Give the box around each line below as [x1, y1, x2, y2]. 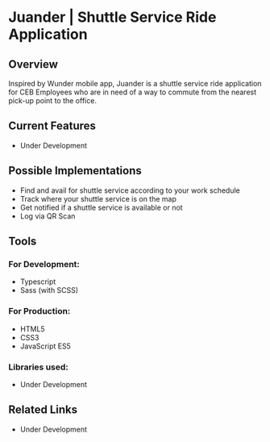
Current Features [8, 119, 97, 133]
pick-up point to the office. [8, 96, 97, 105]
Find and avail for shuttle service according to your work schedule [19, 186, 240, 195]
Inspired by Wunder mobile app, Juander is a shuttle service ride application [8, 79, 262, 88]
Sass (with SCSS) [19, 286, 79, 295]
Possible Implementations [8, 164, 143, 177]
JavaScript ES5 [19, 341, 71, 351]
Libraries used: [8, 361, 69, 373]
